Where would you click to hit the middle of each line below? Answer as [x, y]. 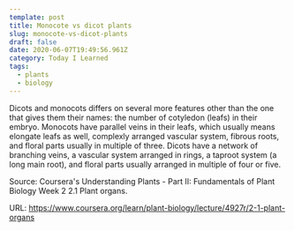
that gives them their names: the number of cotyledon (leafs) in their [133, 117]
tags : [19, 67]
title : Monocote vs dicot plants [71, 26]
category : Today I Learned [59, 58]
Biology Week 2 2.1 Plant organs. [68, 190]
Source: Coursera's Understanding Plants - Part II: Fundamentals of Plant [142, 181]
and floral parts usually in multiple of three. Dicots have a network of [134, 145]
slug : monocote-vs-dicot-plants [68, 34]
